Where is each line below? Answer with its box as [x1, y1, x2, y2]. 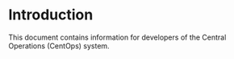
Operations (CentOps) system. [8, 40, 111, 50]
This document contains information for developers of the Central [8, 32, 227, 42]
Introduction [8, 6, 94, 24]
